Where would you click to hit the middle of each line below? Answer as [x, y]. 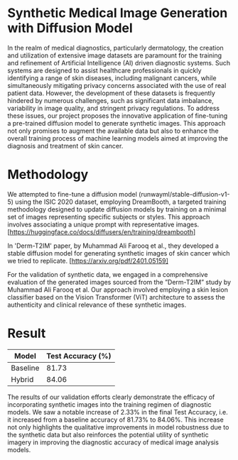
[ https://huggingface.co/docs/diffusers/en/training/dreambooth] [102, 231]
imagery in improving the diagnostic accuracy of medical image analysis [113, 442]
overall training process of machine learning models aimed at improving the [118, 138]
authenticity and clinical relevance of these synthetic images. [97, 305]
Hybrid [22, 379]
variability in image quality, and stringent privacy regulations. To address [114, 108]
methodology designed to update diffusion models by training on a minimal [117, 209]
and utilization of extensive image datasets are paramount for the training [115, 55]
